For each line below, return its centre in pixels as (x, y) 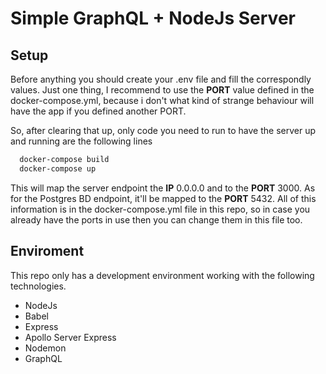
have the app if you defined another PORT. (98, 111)
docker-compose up (58, 168)
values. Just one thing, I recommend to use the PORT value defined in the (162, 90)
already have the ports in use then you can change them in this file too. (156, 219)
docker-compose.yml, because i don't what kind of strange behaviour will (162, 100)
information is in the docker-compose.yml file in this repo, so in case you (160, 209)
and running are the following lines (81, 141)
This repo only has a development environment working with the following (162, 275)
